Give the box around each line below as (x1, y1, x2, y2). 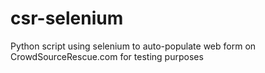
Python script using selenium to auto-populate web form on (10, 40, 257, 52)
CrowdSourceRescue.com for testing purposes (10, 50, 204, 62)
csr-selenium (10, 7, 124, 30)
